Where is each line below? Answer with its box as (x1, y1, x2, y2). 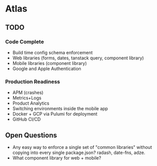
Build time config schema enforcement (12, 49, 93, 55)
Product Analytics (12, 100, 50, 106)
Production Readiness (5, 78, 60, 85)
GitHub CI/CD (12, 116, 41, 122)
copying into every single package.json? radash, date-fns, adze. (12, 149, 145, 155)
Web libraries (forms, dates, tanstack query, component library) (12, 55, 144, 61)
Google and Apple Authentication (12, 65, 81, 71)
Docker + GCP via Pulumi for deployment (12, 111, 98, 117)
